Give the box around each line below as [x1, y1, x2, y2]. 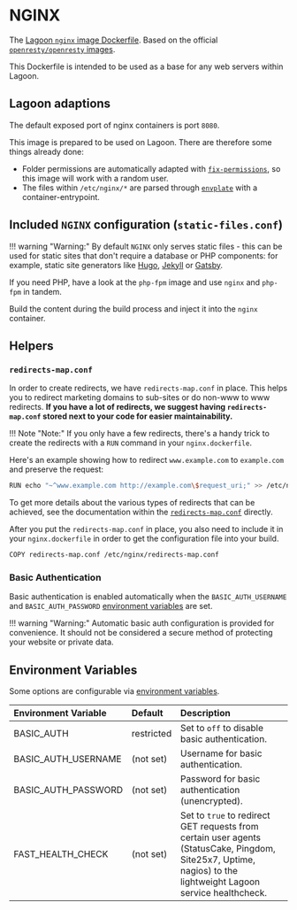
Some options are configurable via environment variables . [9, 686, 220, 697]
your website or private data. [9, 636, 114, 647]
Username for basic [179, 747, 263, 760]
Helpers [9, 338, 54, 353]
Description [179, 707, 232, 720]
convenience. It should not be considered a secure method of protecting [9, 628, 273, 638]
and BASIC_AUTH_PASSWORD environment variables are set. [9, 601, 213, 612]
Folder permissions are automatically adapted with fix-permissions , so [21, 163, 281, 174]
